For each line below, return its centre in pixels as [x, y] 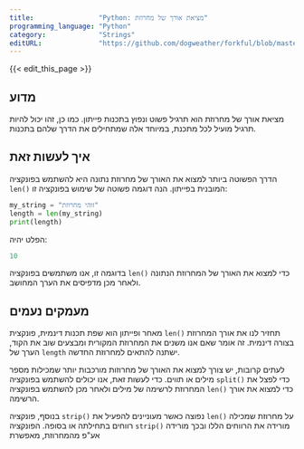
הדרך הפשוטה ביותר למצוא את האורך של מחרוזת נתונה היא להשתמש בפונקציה [143, 178]
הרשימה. [24, 398]
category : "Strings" [72, 34]
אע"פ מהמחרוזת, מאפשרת [55, 435]
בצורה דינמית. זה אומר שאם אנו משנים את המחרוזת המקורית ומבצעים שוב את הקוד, [152, 343]
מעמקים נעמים [49, 311]
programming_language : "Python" [70, 26]
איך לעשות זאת [50, 157]
